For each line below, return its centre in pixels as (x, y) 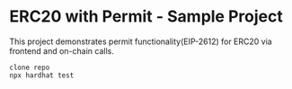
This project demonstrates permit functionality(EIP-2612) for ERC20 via (141, 41)
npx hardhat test (42, 75)
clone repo (30, 67)
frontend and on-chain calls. (62, 50)
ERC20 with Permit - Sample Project (146, 17)
